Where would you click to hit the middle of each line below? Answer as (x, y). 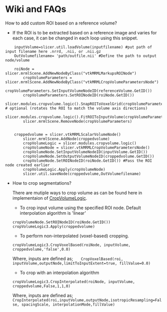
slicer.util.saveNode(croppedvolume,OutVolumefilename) (82, 174)
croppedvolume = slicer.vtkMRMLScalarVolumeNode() (68, 134)
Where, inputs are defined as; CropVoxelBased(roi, (68, 259)
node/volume (17, 60)
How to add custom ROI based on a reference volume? (61, 23)
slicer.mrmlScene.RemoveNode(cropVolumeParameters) (78, 121)
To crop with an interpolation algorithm (59, 273)
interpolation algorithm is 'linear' (53, 213)
